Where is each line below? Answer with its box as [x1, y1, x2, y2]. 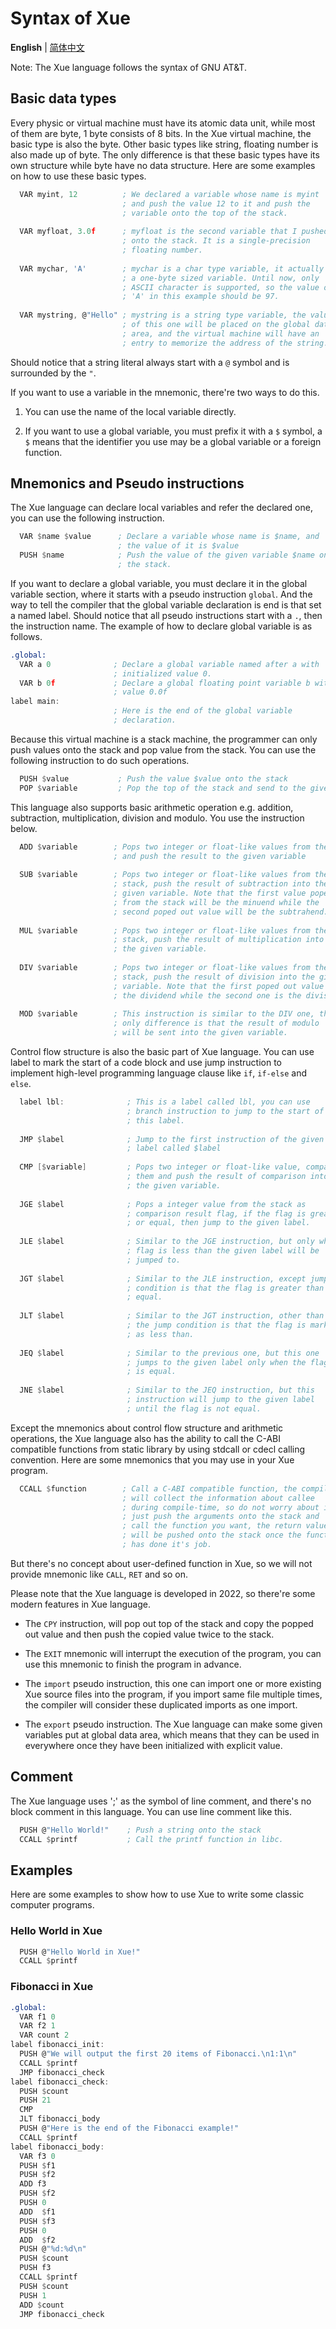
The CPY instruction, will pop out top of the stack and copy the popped [24, 1617, 314, 1629]
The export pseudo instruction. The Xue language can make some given [24, 1718, 323, 1730]
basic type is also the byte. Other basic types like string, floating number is [10, 138, 319, 150]
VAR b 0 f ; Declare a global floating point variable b [19, 678, 311, 688]
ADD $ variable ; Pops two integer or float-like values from [19, 842, 311, 852]
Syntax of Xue [10, 7, 131, 30]
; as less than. [126, 1329, 195, 1339]
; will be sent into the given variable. [113, 1028, 288, 1038]
